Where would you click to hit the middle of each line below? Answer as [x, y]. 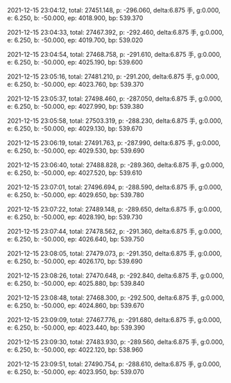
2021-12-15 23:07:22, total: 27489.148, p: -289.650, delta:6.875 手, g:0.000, [114, 209]
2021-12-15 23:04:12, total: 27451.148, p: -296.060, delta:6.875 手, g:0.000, [114, 10]
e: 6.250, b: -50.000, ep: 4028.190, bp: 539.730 [75, 217]
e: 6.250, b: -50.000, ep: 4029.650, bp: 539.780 [76, 195]
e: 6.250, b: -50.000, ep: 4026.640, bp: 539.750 [76, 239]
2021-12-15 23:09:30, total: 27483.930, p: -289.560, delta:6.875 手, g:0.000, [116, 342]
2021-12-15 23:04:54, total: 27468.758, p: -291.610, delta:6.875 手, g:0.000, [114, 54]
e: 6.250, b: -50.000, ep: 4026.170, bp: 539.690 [75, 261]
